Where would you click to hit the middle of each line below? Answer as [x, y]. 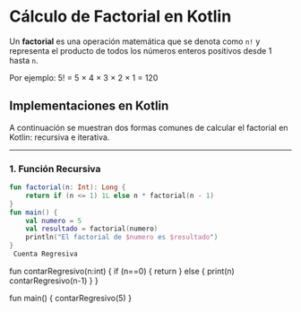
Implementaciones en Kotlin [89, 106]
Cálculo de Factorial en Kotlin [120, 17]
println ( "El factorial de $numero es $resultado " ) [122, 238]
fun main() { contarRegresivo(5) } [71, 298]
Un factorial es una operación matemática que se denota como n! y [135, 41]
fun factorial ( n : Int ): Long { [68, 187]
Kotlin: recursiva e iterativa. [60, 137]
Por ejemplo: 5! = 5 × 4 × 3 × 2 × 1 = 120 [84, 77]
